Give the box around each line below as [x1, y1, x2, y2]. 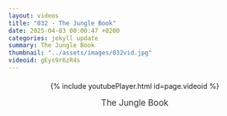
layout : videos [8, 11, 59, 20]
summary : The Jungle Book [8, 42, 95, 50]
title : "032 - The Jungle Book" [8, 19, 116, 27]
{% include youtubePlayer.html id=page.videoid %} [50, 81, 220, 90]
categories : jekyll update [8, 34, 99, 42]
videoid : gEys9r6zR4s [8, 57, 81, 65]
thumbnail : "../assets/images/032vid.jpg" [8, 49, 152, 57]
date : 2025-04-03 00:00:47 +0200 [8, 26, 120, 34]
